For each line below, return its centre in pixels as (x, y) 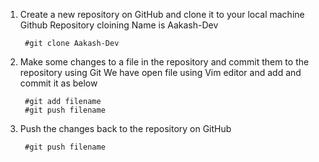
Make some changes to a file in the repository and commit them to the (164, 62)
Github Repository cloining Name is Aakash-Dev (119, 25)
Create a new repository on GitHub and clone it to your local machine (162, 14)
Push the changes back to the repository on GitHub (125, 128)
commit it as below (58, 83)
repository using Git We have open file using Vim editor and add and (160, 72)
